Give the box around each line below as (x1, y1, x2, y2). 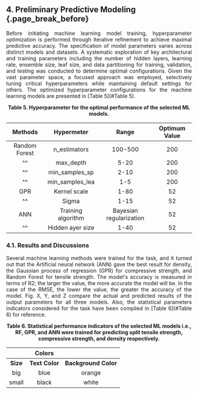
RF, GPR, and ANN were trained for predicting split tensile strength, (15, 329, 183, 336)
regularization (105, 214, 145, 222)
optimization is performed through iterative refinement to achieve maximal (6, 35, 192, 43)
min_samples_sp (48, 168, 94, 176)
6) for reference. (6, 311, 46, 318)
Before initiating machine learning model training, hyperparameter (6, 30, 192, 37)
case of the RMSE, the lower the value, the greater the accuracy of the (6, 286, 192, 293)
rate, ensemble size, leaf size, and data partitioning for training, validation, (6, 61, 192, 68)
